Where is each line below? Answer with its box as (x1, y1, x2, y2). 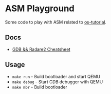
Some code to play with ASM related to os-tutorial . (5, 19, 107, 25)
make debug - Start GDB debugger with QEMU (12, 79, 103, 85)
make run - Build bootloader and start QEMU (12, 73, 101, 79)
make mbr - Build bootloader (12, 84, 67, 90)
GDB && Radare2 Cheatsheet (12, 46, 71, 52)
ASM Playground (5, 3, 74, 14)
